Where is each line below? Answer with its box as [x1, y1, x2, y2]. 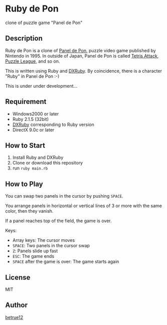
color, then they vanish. [5, 208, 54, 214]
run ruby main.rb [12, 165, 48, 171]
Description [5, 34, 43, 43]
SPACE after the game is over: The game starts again [12, 259, 119, 265]
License [5, 273, 31, 281]
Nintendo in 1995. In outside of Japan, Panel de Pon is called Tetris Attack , [5, 53, 159, 59]
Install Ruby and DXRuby [12, 154, 64, 160]
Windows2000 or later [12, 111, 59, 117]
